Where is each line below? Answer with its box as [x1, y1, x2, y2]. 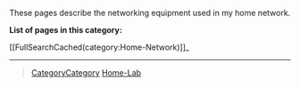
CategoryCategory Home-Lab [30, 67, 141, 78]
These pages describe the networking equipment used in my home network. [9, 8, 291, 18]
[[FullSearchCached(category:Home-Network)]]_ [9, 42, 190, 52]
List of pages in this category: [9, 25, 122, 35]
